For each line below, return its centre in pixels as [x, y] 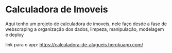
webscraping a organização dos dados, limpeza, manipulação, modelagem [85, 29]
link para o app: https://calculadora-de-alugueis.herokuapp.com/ [74, 44]
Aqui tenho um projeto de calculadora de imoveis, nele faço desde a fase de [86, 24]
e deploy [15, 34]
